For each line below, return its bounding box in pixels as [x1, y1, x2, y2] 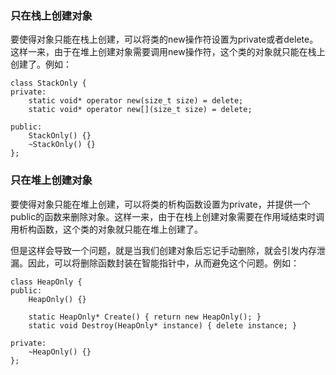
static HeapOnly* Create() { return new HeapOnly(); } [28, 312, 262, 322]
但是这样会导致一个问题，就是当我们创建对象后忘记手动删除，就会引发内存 [10, 244, 317, 256]
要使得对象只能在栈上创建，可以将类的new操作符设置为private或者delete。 [10, 33, 319, 46]
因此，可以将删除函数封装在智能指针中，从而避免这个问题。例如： [27, 257, 300, 269]
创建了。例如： [10, 58, 72, 71]
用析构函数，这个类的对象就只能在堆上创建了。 [10, 223, 203, 235]
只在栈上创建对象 [10, 8, 93, 22]
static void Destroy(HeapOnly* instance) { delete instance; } [28, 320, 298, 331]
